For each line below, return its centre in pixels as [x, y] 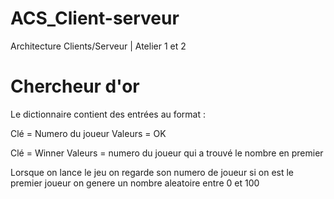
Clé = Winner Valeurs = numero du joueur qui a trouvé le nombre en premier [167, 153]
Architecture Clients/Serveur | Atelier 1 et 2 [98, 46]
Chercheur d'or [75, 86]
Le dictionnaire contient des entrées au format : [108, 114]
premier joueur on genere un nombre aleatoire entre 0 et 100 [135, 183]
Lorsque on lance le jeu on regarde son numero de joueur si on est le [152, 172]
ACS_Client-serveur [95, 18]
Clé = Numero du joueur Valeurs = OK [88, 133]
